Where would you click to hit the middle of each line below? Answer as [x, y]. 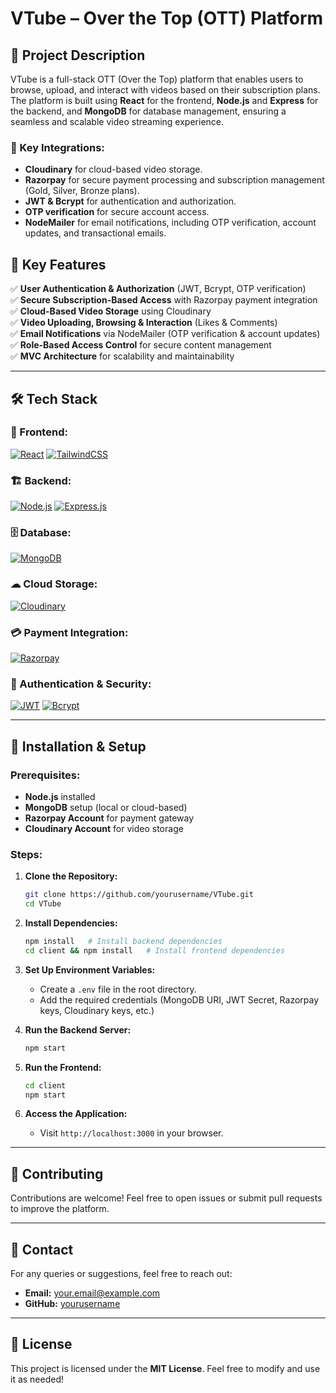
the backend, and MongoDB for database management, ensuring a [148, 111]
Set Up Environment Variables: [90, 969]
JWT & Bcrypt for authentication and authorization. [130, 201]
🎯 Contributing [57, 1173]
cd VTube [43, 904]
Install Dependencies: [71, 923]
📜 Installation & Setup [78, 746]
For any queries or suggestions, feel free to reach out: [121, 1274]
